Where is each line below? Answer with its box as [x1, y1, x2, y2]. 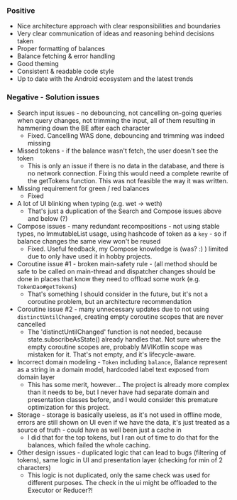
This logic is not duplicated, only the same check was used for [27, 471, 211, 479]
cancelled [16, 320, 46, 328]
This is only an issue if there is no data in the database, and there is [27, 161, 225, 170]
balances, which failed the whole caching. [27, 440, 150, 449]
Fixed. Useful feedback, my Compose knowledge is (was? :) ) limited [27, 244, 228, 253]
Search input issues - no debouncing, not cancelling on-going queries [16, 109, 222, 117]
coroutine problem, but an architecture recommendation [27, 297, 192, 305]
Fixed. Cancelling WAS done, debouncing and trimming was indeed [27, 131, 225, 140]
